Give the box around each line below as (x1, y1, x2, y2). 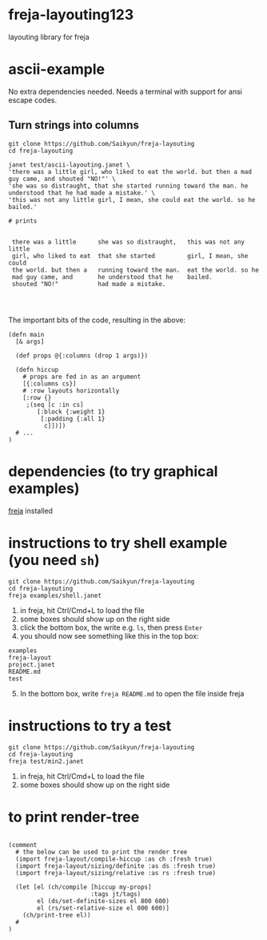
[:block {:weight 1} (37, 407, 106, 416)
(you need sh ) (8, 551, 100, 569)
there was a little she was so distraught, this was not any (11, 238, 245, 246)
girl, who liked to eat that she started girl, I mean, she (11, 252, 249, 260)
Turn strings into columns (8, 119, 140, 132)
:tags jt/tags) (90, 890, 141, 898)
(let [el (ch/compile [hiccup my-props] (15, 883, 152, 891)
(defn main (8, 330, 45, 338)
